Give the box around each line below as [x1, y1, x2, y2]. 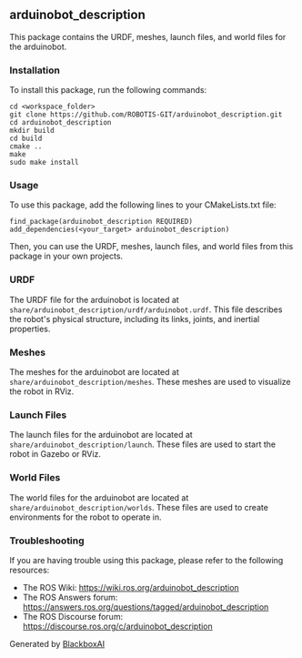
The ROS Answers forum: [22, 592, 118, 602]
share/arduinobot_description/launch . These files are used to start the [9, 439, 276, 450]
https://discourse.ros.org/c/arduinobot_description [22, 621, 214, 632]
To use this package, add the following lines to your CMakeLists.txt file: [9, 199, 277, 210]
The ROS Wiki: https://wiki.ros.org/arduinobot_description [22, 582, 239, 592]
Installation [9, 64, 61, 76]
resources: [9, 564, 50, 575]
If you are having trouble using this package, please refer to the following [9, 554, 284, 565]
